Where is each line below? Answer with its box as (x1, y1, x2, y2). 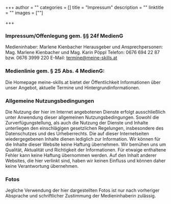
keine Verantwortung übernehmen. (5, 163, 79, 169)
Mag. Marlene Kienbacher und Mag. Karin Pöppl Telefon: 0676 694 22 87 (5, 49, 160, 56)
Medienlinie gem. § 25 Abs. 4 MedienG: (5, 67, 105, 74)
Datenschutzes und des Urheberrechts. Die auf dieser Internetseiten (5, 130, 149, 137)
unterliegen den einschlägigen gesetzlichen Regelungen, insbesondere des (5, 125, 164, 131)
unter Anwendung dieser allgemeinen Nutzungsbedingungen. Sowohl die (5, 114, 159, 120)
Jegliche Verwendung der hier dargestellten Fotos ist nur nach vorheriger (5, 187, 160, 193)
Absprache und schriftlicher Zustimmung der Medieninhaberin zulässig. (5, 193, 156, 199)
